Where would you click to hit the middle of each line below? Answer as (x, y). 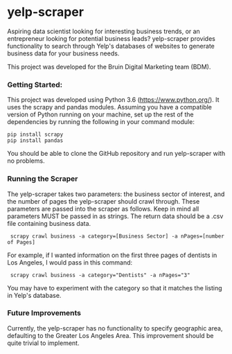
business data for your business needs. (63, 53)
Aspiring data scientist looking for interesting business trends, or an (104, 31)
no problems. (26, 161)
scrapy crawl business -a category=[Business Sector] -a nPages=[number (117, 236)
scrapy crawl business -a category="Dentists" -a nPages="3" (100, 275)
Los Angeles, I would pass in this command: (70, 262)
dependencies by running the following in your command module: (101, 122)
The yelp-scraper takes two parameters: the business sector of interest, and (116, 194)
